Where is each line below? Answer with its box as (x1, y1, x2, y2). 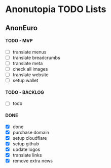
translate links (12, 152, 42, 158)
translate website (12, 72, 49, 78)
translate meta (12, 60, 43, 66)
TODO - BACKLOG (5, 89, 45, 95)
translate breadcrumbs (12, 54, 61, 61)
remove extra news (12, 158, 53, 163)
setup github (12, 140, 40, 147)
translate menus (12, 49, 47, 55)
